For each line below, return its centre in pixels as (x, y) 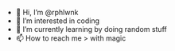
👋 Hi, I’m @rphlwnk (47, 12)
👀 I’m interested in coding (58, 21)
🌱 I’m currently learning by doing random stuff (91, 29)
